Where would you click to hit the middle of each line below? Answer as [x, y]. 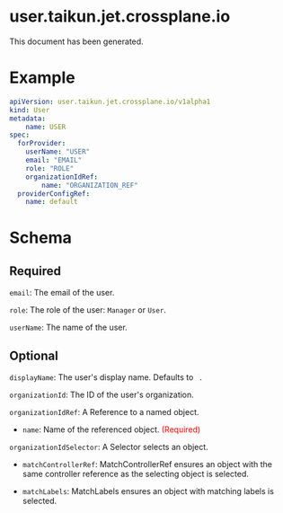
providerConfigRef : [54, 194]
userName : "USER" [58, 152]
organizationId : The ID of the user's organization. [102, 395]
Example [42, 78]
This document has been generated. [76, 41]
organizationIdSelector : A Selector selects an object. [109, 447]
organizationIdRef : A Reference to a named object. [104, 412]
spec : [19, 135]
